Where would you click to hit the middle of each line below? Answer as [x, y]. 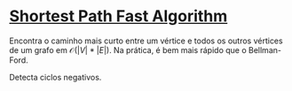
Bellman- [265, 49]
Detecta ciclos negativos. [55, 77]
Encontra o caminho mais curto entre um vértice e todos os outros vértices [146, 41]
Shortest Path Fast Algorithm [118, 16]
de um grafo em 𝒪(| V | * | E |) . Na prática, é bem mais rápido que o [128, 49]
